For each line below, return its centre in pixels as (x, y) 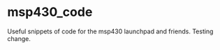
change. (19, 38)
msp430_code (50, 12)
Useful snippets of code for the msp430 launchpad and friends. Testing (110, 31)
